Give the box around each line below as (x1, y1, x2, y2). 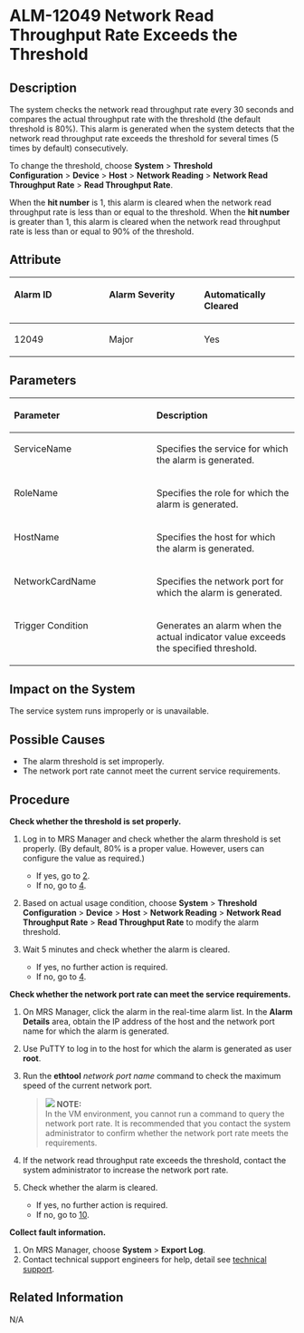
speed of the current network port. (22, 1080, 152, 1091)
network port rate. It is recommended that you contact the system (44, 1118, 291, 1129)
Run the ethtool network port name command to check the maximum (22, 1071, 281, 1082)
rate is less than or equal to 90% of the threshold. (9, 226, 195, 237)
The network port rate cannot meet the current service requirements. (22, 765, 280, 776)
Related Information (9, 1289, 124, 1306)
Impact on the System (9, 682, 136, 697)
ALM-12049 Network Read (9, 5, 214, 26)
